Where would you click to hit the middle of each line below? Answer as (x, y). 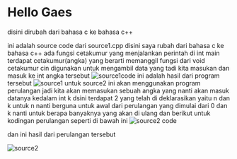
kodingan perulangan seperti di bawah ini (68, 120)
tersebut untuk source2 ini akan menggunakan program (104, 83)
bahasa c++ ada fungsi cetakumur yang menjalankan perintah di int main (114, 53)
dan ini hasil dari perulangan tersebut (62, 134)
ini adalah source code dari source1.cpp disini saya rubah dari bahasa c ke (116, 45)
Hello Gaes (40, 12)
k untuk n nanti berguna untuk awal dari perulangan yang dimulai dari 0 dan (117, 105)
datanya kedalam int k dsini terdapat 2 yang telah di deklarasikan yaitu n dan (118, 98)
